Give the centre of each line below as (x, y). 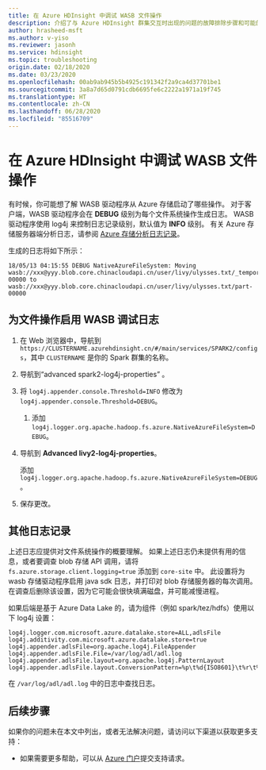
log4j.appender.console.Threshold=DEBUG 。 (91, 401)
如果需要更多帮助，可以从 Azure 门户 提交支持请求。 (104, 758)
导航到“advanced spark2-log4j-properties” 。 (94, 374)
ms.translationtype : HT (47, 97)
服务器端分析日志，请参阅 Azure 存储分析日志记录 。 (99, 233)
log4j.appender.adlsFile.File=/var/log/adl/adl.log (95, 654)
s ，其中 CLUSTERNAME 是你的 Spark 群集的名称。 (96, 357)
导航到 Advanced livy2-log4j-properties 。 (90, 452)
